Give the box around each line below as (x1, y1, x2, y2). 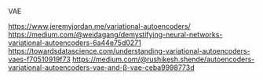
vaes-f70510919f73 (8, 54, 71, 64)
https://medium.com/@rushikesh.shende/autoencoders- (71, 54, 255, 64)
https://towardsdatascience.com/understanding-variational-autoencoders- (8, 47, 250, 55)
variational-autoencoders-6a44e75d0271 (8, 38, 141, 47)
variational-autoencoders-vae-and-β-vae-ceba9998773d (8, 63, 195, 72)
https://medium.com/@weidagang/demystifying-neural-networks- (8, 30, 223, 39)
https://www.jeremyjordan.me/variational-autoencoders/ (8, 22, 191, 30)
